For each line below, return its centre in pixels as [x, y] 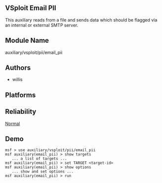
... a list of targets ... [39, 159]
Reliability [21, 112]
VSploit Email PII [31, 8]
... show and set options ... [43, 172]
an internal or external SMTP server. [42, 25]
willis [17, 79]
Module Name [27, 40]
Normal [13, 123]
